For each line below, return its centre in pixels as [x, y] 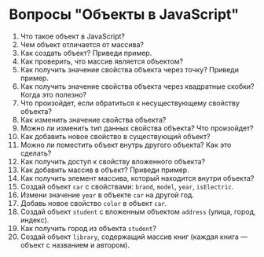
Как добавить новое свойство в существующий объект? [115, 136]
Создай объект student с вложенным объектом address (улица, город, [138, 211]
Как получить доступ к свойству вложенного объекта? [113, 161]
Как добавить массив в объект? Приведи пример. [104, 170]
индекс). [35, 220]
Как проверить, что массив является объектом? [102, 61]
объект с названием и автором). [75, 244]
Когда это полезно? [53, 94]
